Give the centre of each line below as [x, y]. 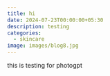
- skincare [29, 39]
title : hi [21, 13]
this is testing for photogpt [45, 65]
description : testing [38, 26]
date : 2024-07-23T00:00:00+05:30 [55, 20]
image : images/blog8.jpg [43, 46]
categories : [24, 33]
